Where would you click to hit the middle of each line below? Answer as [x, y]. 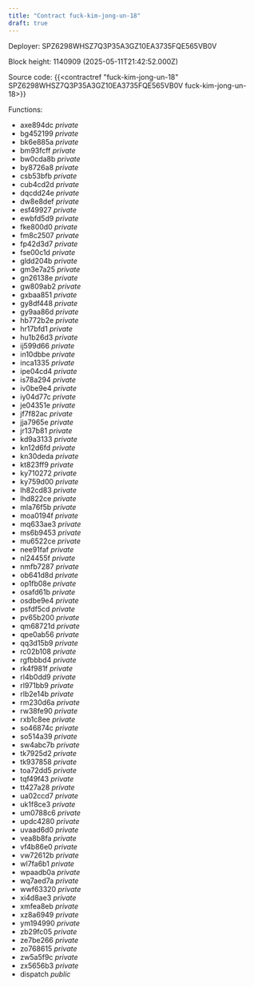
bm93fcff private [48, 150]
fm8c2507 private [50, 235]
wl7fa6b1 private [47, 863]
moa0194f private [49, 515]
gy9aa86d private [49, 312]
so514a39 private [48, 736]
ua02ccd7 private [49, 795]
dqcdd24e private [50, 193]
